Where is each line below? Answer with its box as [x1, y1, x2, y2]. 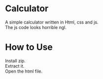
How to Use [5, 42, 53, 53]
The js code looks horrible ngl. [5, 24, 67, 30]
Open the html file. [5, 68, 43, 74]
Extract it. [5, 63, 25, 69]
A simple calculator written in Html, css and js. [5, 19, 99, 25]
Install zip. [5, 57, 26, 64]
